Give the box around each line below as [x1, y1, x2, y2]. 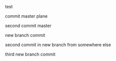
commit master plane [5, 13, 48, 19]
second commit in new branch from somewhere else [5, 42, 111, 48]
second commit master [5, 23, 51, 29]
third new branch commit [5, 51, 56, 57]
